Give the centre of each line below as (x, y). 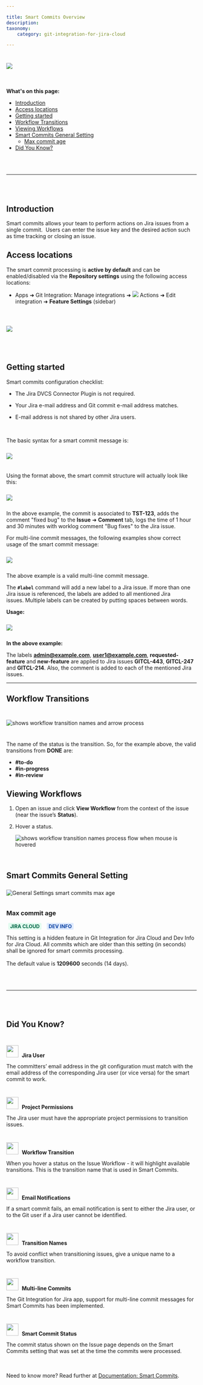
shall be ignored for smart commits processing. (65, 951)
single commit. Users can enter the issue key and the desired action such (98, 230)
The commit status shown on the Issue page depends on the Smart (90, 1345)
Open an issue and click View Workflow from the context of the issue (102, 809)
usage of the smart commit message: (53, 544)
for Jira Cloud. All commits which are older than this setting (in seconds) (96, 944)
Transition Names (44, 1243)
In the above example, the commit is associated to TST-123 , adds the (93, 513)
